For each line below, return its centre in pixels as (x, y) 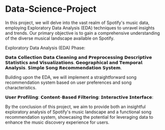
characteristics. (21, 87)
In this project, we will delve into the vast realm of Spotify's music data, (77, 23)
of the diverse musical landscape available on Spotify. (60, 38)
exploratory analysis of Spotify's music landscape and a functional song (78, 112)
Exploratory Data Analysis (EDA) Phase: (45, 48)
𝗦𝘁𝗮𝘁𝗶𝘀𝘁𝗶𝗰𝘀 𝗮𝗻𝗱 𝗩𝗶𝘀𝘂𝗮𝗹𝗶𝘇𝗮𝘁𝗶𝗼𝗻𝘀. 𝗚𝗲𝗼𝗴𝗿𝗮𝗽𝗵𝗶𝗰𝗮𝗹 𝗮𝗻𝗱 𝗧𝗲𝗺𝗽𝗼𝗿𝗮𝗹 (74, 62)
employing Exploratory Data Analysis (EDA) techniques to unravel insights (80, 27)
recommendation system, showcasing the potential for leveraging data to (79, 117)
